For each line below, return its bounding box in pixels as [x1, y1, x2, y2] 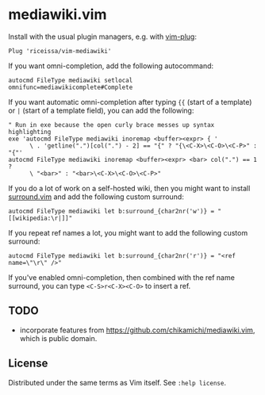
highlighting [8, 128, 52, 136]
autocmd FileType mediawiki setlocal [8, 76, 133, 84]
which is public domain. [19, 333, 98, 343]
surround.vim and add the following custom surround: [8, 192, 184, 201]
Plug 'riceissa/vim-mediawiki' [8, 47, 112, 55]
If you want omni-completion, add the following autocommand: [8, 61, 214, 71]
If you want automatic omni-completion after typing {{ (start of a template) [8, 97, 252, 106]
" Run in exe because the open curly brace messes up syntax [8, 121, 215, 128]
